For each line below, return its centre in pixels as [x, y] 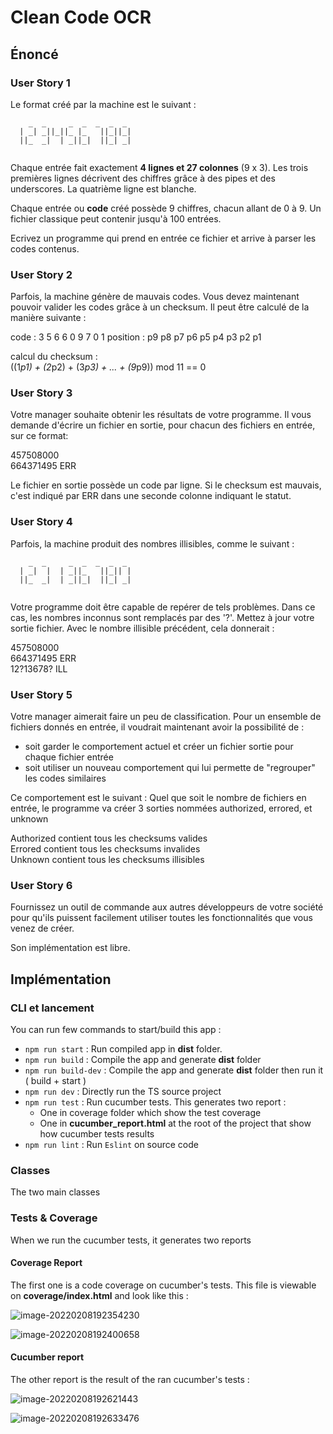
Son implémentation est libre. [70, 948]
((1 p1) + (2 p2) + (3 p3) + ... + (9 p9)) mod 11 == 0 [108, 367]
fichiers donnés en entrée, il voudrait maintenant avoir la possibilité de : [157, 727]
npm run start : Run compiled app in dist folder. [123, 1049]
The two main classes [55, 1192]
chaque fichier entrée [69, 757]
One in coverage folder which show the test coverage [150, 1113]
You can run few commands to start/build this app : [116, 1030]
